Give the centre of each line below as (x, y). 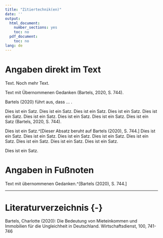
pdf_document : (24, 37)
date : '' (14, 14)
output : (13, 18)
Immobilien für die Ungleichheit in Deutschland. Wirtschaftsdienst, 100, (76, 226)
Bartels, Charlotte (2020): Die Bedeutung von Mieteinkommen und (71, 221)
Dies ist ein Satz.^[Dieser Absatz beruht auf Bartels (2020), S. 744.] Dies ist (80, 131)
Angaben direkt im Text (53, 70)
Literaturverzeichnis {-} (54, 208)
